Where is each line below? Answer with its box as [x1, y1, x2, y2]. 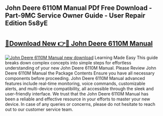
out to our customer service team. [5, 107, 73, 112]
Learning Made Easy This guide [94, 55, 158, 60]
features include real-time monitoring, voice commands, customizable [5, 80, 145, 86]
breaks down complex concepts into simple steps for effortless [5, 60, 131, 65]
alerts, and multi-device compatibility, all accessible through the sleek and [5, 86, 154, 92]
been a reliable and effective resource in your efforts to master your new [5, 96, 150, 102]
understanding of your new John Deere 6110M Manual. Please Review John [5, 65, 157, 71]
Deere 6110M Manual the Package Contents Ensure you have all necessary [5, 70, 155, 76]
